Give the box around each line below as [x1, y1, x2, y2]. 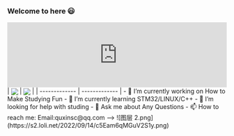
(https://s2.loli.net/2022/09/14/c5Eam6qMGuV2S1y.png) [7, 121, 169, 130]
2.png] [134, 114, 153, 122]
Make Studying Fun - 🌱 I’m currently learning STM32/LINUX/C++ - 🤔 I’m [7, 95, 214, 103]
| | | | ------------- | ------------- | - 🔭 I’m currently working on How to [7, 87, 226, 96]
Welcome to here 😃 [7, 6, 75, 16]
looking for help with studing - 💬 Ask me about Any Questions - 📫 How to [7, 103, 219, 111]
